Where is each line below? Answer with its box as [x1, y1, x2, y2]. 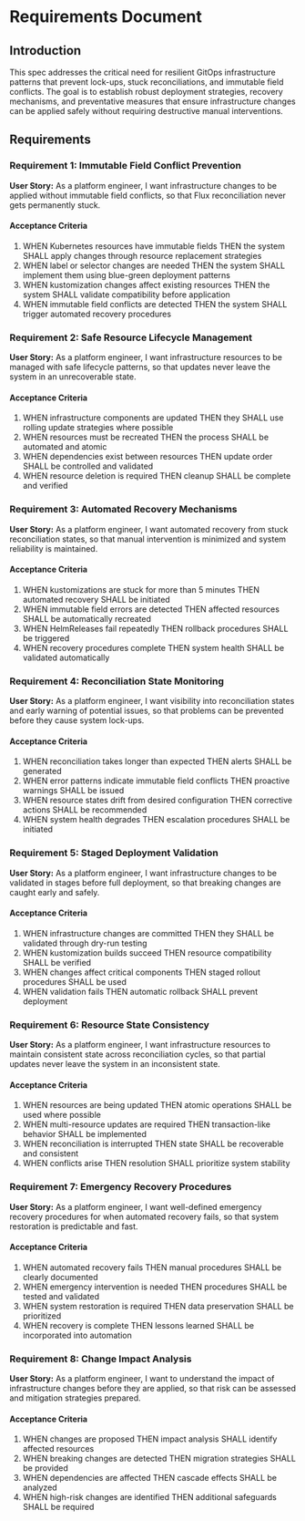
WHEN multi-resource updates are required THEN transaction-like [22, 1119, 271, 1130]
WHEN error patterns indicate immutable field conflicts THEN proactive [22, 775, 290, 786]
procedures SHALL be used [22, 976, 127, 987]
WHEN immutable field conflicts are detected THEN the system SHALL [22, 298, 288, 309]
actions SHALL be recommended [22, 804, 147, 815]
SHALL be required [22, 1502, 95, 1513]
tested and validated [22, 1290, 100, 1301]
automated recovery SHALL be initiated [22, 594, 170, 605]
